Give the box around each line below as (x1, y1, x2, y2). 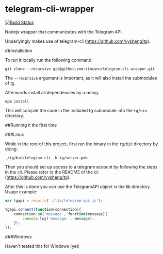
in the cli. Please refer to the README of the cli (5, 169, 98, 175)
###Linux (5, 131, 24, 137)
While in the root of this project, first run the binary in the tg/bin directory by (5, 141, 158, 147)
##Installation (5, 48, 33, 53)
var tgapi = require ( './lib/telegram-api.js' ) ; (5, 198, 103, 203)
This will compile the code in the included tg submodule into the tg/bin (5, 107, 147, 113)
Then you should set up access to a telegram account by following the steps (5, 164, 158, 169)
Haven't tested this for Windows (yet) (5, 243, 80, 249)
